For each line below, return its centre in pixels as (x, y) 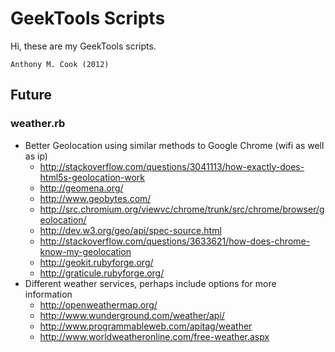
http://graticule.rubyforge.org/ (102, 273)
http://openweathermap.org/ (98, 304)
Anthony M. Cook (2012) (60, 64)
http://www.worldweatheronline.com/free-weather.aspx (154, 336)
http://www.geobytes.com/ (95, 198)
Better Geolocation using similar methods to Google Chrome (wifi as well (174, 145)
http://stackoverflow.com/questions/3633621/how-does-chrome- (175, 241)
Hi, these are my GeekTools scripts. (83, 46)
